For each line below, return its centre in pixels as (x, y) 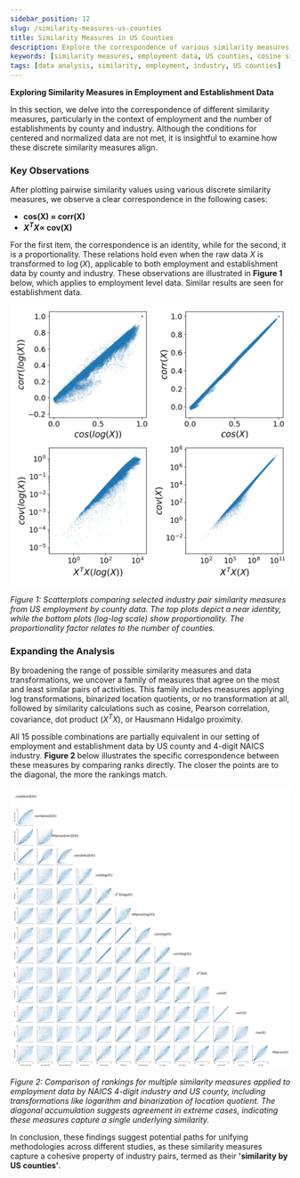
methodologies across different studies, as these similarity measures (136, 1146)
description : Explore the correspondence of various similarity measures (150, 47)
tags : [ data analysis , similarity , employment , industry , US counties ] (146, 66)
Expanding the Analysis (62, 650)
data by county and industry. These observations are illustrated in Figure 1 (146, 273)
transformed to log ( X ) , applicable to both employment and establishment (144, 264)
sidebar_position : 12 (50, 19)
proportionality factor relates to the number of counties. (113, 627)
